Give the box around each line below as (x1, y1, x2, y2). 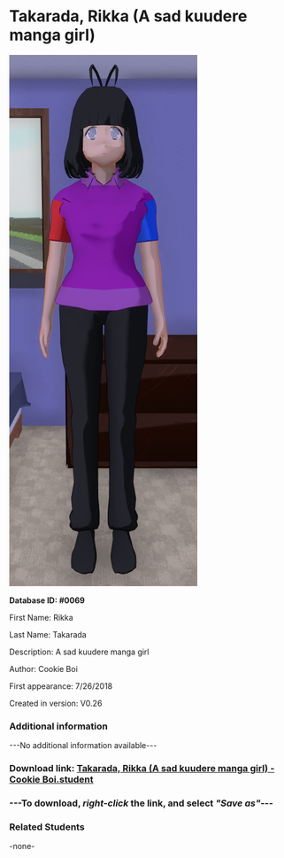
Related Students (9, 821, 86, 833)
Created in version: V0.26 (9, 698, 103, 708)
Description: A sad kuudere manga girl (9, 646, 150, 657)
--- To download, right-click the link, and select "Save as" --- (9, 797, 274, 809)
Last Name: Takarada (9, 629, 87, 639)
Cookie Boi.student (9, 773, 95, 785)
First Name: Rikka (9, 612, 73, 622)
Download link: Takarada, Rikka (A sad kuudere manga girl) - (9, 762, 275, 775)
